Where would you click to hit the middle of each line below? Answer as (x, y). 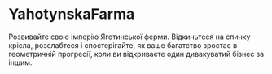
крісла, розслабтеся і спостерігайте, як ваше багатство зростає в (123, 45)
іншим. (20, 63)
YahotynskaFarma (72, 14)
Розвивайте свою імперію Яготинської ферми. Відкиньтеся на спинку (129, 37)
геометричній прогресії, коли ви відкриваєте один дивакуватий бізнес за (136, 54)
